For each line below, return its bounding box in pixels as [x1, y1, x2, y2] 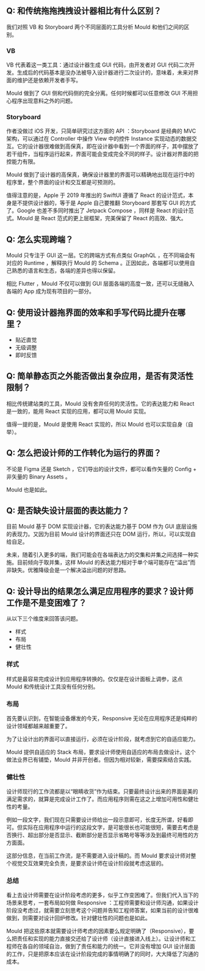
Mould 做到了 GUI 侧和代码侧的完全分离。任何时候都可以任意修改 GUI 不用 [6, 89, 193, 97]
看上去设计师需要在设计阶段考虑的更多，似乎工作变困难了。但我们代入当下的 [6, 891, 199, 899]
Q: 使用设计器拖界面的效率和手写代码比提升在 [6, 307, 178, 318]
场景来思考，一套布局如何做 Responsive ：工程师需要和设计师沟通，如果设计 [6, 899, 200, 907]
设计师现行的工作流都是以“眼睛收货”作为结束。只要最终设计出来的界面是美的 [6, 788, 198, 795]
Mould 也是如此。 [6, 486, 51, 493]
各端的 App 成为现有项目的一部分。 [6, 288, 95, 295]
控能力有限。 [6, 158, 38, 165]
